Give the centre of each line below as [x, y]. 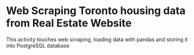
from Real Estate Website [69, 23]
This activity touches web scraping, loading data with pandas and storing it [97, 39]
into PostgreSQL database [38, 46]
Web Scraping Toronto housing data [96, 11]
